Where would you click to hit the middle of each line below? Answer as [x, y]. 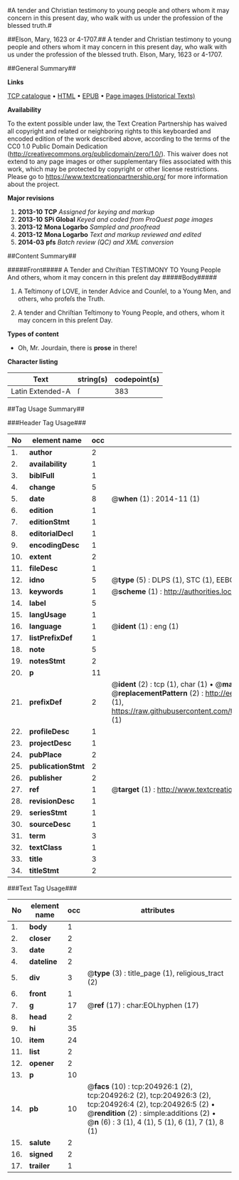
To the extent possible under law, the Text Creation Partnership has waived [117, 123]
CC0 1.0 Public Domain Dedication [58, 146]
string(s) [92, 379]
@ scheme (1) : [137, 591]
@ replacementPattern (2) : [158, 693]
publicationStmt [57, 766]
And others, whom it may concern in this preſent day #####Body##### [112, 277]
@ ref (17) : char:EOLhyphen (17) [143, 1005]
